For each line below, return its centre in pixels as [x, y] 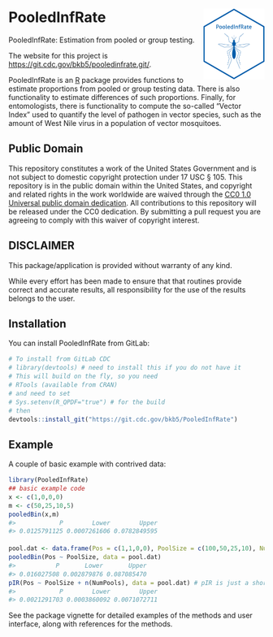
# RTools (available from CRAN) [63, 385]
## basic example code [47, 489]
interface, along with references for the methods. [91, 624]
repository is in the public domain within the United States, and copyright [130, 185]
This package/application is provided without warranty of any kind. [121, 265]
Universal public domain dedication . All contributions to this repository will [133, 202]
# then [19, 410]
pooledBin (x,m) [34, 514]
